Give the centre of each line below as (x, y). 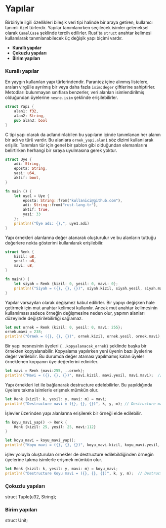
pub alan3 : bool (31, 120)
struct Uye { (19, 159)
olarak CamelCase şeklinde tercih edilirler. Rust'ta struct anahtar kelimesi (78, 33)
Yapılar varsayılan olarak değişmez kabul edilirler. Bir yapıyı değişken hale (80, 302)
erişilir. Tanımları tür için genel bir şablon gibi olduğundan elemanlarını (76, 145)
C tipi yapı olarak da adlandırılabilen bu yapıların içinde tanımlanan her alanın (83, 135)
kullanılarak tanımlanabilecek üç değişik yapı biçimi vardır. (64, 38)
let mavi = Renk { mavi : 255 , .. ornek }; (45, 371)
